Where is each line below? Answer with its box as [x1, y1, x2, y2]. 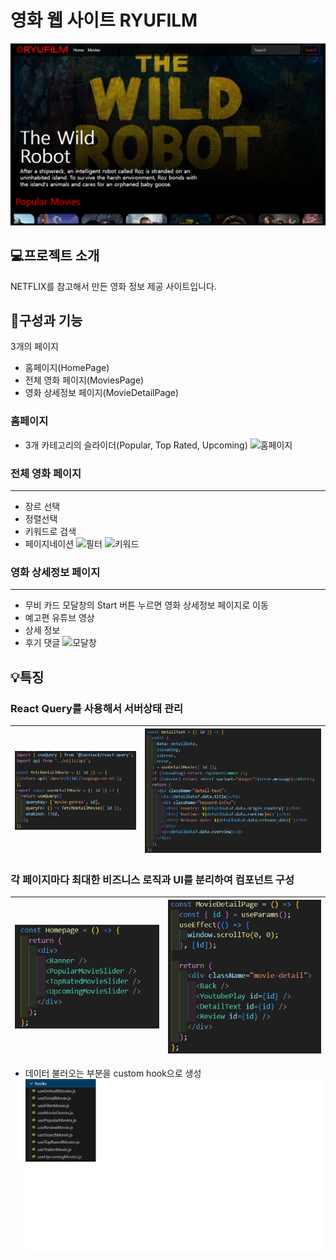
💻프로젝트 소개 [10, 247, 100, 265]
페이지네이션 [24, 538, 75, 550]
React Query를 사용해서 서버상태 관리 [10, 701, 184, 715]
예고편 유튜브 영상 [24, 612, 95, 624]
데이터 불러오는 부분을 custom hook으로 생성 [24, 1067, 202, 1079]
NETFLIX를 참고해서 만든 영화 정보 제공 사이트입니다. [10, 280, 217, 292]
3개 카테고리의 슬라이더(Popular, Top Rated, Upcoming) [24, 439, 248, 451]
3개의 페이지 [10, 341, 59, 353]
